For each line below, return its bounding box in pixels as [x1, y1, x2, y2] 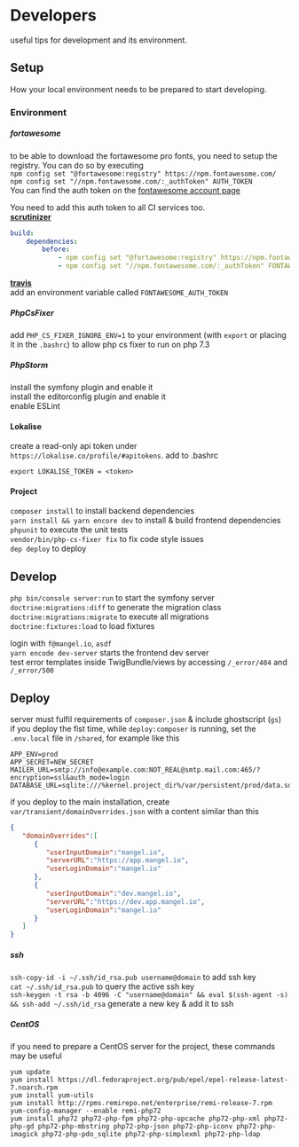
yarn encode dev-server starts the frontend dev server [10, 648, 209, 658]
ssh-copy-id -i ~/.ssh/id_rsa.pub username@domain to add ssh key [10, 972, 256, 983]
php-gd [10, 1122, 35, 1131]
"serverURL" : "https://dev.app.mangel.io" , [45, 897, 205, 906]
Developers [10, 5, 97, 26]
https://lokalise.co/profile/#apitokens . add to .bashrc [10, 450, 219, 461]
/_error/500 [10, 666, 54, 675]
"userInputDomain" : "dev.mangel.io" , [45, 889, 181, 898]
